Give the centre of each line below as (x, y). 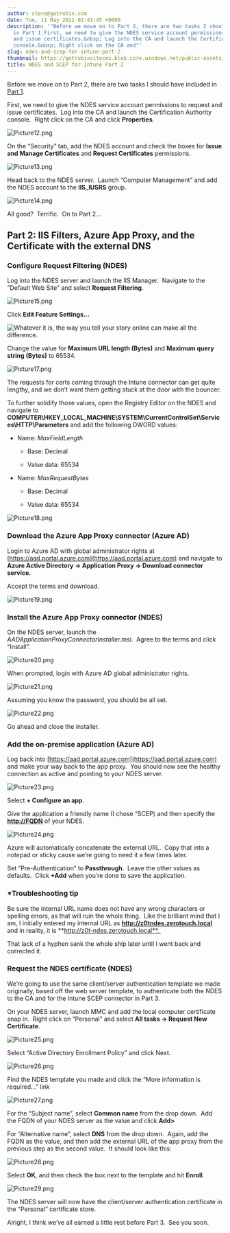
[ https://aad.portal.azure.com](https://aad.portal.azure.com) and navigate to (115, 558)
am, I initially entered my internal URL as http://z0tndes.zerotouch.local (110, 923)
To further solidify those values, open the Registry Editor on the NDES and (112, 403)
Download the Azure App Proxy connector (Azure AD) (98, 536)
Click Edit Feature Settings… (49, 315)
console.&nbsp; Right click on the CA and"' (78, 45)
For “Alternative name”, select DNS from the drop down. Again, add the (108, 1133)
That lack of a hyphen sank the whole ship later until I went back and (104, 943)
